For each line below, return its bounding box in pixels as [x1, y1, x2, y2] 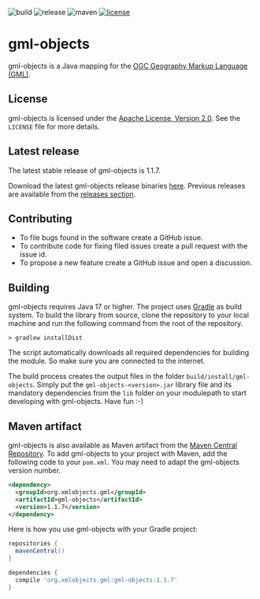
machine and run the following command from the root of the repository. [8, 319, 243, 328]
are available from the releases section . [8, 189, 136, 199]
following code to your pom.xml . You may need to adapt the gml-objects [8, 458, 240, 466]
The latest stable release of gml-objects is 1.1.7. [8, 166, 161, 175]
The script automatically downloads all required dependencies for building [8, 348, 250, 358]
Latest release [8, 144, 80, 158]
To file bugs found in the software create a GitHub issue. [19, 233, 203, 242]
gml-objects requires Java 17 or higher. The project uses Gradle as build [8, 302, 243, 312]
